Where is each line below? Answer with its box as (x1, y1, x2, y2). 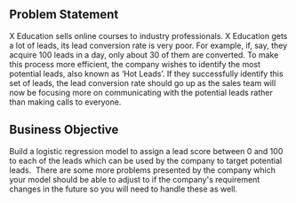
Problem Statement (9, 7, 119, 22)
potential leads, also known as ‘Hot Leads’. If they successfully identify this (9, 68, 284, 79)
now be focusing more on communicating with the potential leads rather (9, 87, 273, 98)
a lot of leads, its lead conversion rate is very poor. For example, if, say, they (9, 40, 288, 51)
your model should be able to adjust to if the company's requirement (9, 174, 260, 184)
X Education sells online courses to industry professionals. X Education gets (9, 30, 288, 41)
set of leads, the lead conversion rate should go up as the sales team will (9, 77, 276, 88)
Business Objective (9, 122, 119, 137)
